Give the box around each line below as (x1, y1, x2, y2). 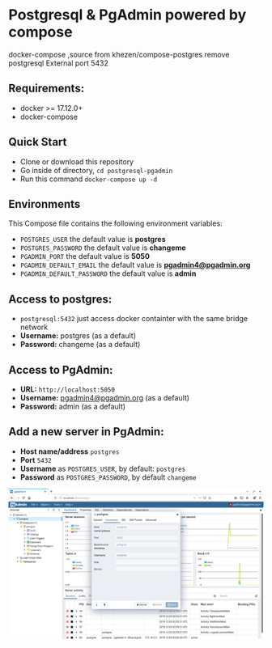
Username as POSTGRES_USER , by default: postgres (19, 464, 186, 473)
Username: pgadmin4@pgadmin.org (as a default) (19, 393, 190, 402)
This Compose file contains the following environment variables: (8, 218, 223, 228)
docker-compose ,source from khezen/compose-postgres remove (8, 49, 230, 59)
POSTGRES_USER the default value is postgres (19, 235, 166, 244)
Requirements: (8, 82, 85, 95)
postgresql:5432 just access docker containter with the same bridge (19, 314, 249, 324)
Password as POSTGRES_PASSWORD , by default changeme (19, 472, 197, 482)
